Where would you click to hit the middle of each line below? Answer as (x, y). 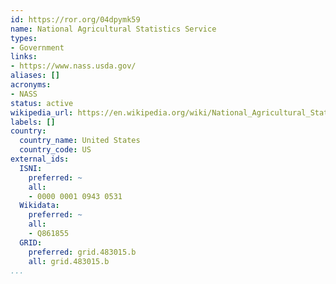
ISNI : (31, 168)
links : (24, 57)
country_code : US (55, 150)
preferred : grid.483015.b (82, 252)
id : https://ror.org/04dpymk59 (75, 19)
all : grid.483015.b (69, 261)
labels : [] (33, 122)
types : (24, 38)
